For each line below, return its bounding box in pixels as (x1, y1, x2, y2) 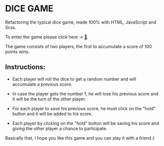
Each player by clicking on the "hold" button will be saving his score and (12, 120, 159, 126)
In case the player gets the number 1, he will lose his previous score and (12, 90, 159, 96)
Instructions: (5, 63, 46, 71)
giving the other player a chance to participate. (12, 125, 107, 131)
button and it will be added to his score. (12, 111, 93, 117)
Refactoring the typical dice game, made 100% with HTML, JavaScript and (5, 19, 157, 25)
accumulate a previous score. (12, 81, 72, 87)
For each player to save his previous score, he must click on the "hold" (12, 105, 156, 111)
